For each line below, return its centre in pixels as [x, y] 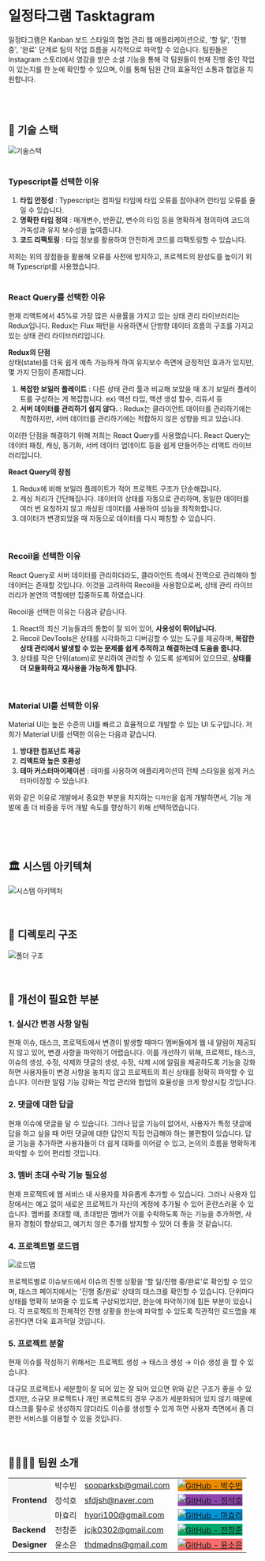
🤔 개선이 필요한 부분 [54, 999]
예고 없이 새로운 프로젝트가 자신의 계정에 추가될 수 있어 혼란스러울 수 [140, 1204]
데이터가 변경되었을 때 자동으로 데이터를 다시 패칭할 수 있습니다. [117, 518]
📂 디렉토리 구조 [43, 935]
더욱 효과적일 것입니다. [70, 1322]
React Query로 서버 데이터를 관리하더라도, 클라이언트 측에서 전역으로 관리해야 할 [132, 575]
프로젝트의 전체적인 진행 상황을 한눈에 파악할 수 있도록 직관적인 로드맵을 [137, 1311]
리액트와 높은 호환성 [50, 760]
